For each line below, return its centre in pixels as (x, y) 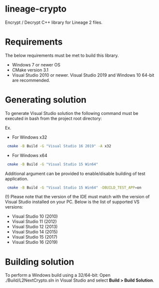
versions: (14, 207)
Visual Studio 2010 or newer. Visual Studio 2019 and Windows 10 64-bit (83, 75)
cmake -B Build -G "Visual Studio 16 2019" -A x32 (59, 146)
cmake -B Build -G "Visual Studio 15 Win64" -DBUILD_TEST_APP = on (74, 188)
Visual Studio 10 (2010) (35, 216)
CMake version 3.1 (30, 70)
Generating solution (46, 100)
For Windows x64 (29, 155)
